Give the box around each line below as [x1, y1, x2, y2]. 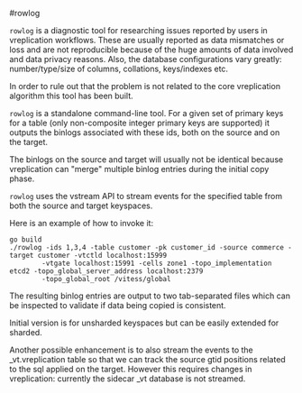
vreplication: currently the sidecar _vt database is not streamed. [9, 373, 246, 384]
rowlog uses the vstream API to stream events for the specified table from [9, 191, 282, 201]
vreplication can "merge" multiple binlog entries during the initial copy [9, 164, 270, 174]
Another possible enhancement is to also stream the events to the [9, 344, 254, 355]
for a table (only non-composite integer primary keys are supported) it [9, 117, 270, 128]
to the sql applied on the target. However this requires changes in [9, 364, 252, 374]
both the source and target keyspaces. [9, 200, 153, 211]
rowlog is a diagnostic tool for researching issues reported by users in [9, 25, 268, 35]
